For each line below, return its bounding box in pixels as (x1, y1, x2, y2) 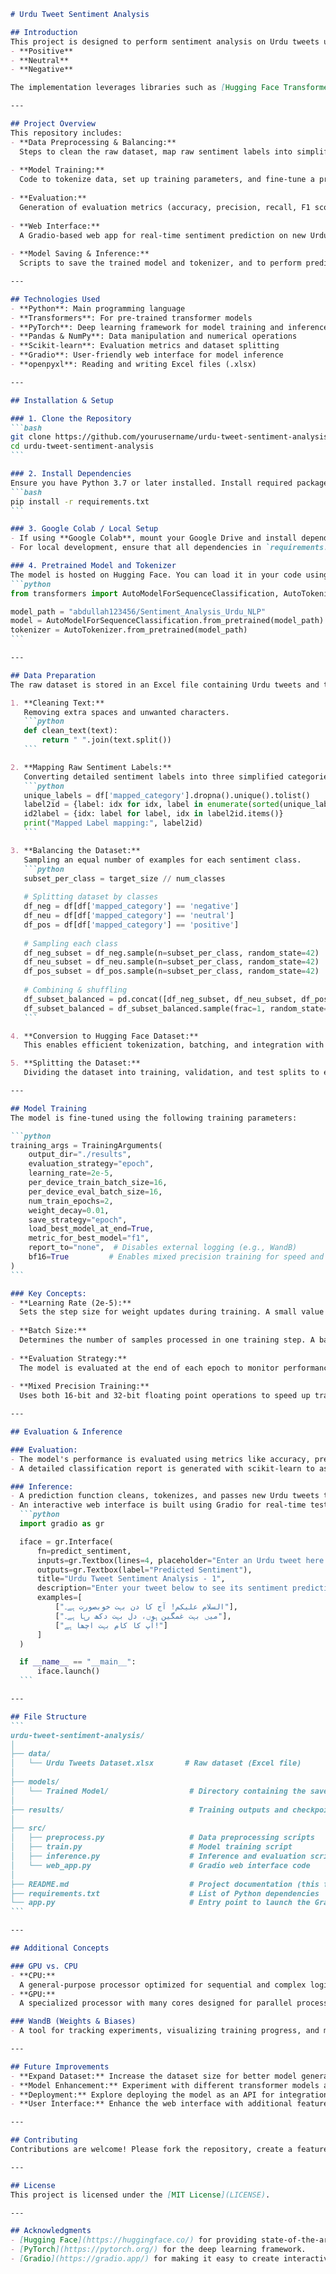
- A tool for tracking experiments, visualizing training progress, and (10, 2026, 320, 2036)
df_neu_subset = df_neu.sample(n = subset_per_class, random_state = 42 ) (23, 957, 320, 967)
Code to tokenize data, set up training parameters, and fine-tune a (19, 175, 315, 185)
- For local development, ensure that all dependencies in (10, 543, 262, 553)
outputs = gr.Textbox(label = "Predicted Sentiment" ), (36, 1565, 253, 1575)
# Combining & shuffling (23, 985, 128, 995)
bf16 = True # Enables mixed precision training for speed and (28, 1252, 325, 1262)
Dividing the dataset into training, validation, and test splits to (23, 1068, 320, 1078)
